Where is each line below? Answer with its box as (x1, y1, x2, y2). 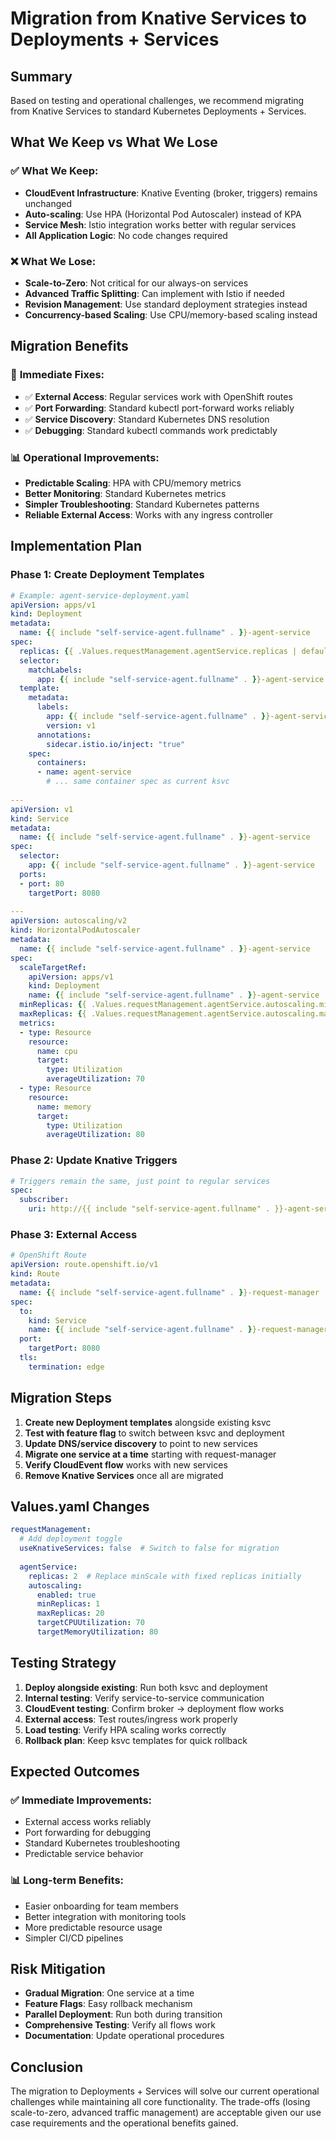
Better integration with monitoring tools (24, 1910, 187, 1922)
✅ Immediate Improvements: (10, 1793, 153, 1807)
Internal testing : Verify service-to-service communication (24, 1692, 265, 1704)
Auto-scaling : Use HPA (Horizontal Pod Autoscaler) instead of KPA (24, 208, 302, 220)
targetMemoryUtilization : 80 (36, 1627, 159, 1637)
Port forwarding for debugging (24, 1827, 152, 1839)
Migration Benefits (10, 338, 129, 355)
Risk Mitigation (10, 1961, 106, 1978)
